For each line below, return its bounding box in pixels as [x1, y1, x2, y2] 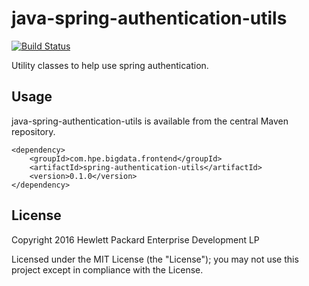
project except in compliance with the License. [11, 263, 204, 276]
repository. [11, 125, 56, 137]
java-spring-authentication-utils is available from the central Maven [11, 115, 289, 127]
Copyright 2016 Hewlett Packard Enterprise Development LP [11, 233, 260, 246]
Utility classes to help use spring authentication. [11, 59, 209, 71]
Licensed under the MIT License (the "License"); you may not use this [11, 253, 299, 265]
